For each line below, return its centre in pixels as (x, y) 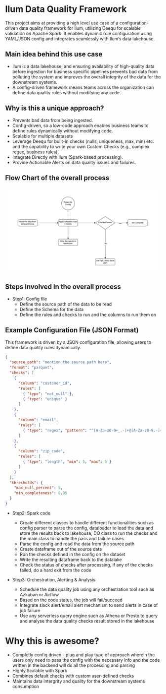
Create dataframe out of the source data (61, 549)
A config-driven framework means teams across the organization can (83, 87)
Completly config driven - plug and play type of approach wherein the (83, 655)
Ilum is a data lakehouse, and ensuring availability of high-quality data (83, 66)
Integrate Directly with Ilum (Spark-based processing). (68, 157)
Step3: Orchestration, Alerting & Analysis (54, 579)
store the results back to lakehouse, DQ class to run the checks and (88, 533)
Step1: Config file (30, 299)
